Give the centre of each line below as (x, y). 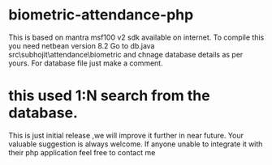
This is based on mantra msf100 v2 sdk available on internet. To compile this (136, 37)
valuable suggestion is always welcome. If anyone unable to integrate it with (136, 144)
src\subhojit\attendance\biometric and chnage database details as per (126, 54)
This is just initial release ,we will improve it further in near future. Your (126, 135)
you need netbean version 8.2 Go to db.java (82, 45)
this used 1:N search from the (109, 96)
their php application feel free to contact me (82, 152)
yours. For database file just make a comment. (86, 63)
